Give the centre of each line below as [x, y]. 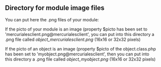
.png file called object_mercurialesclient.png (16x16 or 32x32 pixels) [73, 39]
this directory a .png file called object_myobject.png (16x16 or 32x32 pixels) [80, 59]
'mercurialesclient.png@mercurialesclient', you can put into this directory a [80, 34]
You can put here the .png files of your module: [52, 19]
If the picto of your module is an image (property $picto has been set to [76, 29]
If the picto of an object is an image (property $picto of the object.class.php [80, 49]
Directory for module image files [55, 8]
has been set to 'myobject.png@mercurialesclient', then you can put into [77, 54]
